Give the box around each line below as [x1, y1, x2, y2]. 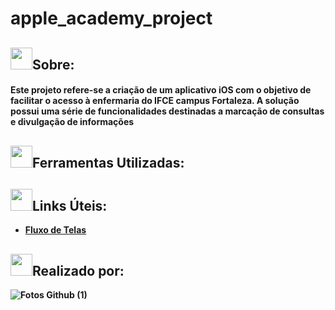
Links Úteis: [32, 197, 108, 214]
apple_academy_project [10, 7, 213, 30]
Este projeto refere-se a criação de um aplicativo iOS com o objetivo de [10, 84, 312, 96]
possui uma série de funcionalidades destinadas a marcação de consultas [10, 105, 325, 117]
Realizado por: [32, 262, 125, 279]
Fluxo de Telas [24, 224, 87, 236]
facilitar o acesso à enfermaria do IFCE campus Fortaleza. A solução [10, 95, 300, 107]
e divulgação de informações [10, 116, 135, 128]
